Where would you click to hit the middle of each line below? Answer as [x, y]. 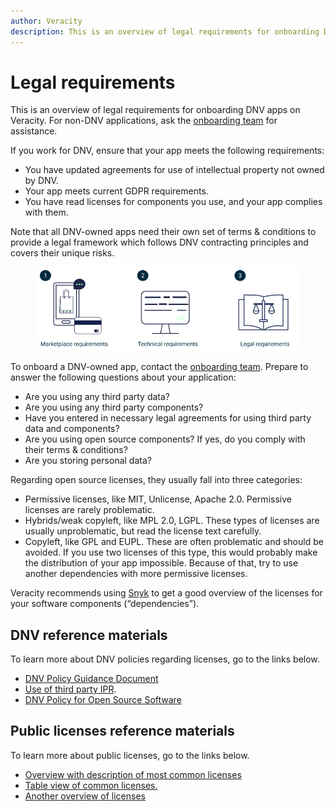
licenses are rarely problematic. [89, 510]
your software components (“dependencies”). [105, 604]
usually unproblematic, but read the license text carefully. [143, 531]
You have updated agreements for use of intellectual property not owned [174, 170]
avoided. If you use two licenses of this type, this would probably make [171, 552]
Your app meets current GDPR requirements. [116, 191]
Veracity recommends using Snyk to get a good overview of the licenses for [166, 593]
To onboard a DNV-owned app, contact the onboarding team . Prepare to [159, 367]
